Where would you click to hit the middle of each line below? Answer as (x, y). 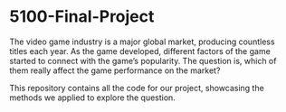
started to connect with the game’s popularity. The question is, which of (143, 61)
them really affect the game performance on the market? (115, 70)
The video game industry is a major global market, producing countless (142, 42)
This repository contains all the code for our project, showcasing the (137, 88)
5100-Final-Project (82, 17)
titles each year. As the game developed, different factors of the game (140, 51)
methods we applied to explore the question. (93, 98)
